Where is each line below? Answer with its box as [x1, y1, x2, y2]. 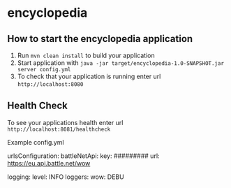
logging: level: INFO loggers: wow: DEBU [7, 173, 124, 181]
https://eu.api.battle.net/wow [7, 159, 91, 167]
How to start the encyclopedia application [7, 33, 193, 45]
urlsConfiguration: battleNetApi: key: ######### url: [7, 152, 160, 160]
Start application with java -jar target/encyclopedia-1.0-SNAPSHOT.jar [17, 59, 225, 67]
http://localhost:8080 [17, 81, 84, 88]
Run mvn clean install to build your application [17, 51, 155, 59]
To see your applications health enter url [7, 118, 124, 126]
